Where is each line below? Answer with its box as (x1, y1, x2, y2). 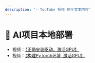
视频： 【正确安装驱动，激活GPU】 (12, 47, 79, 52)
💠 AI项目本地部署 (5, 30, 73, 40)
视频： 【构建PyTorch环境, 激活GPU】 (12, 52, 85, 58)
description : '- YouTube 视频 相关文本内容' (5, 7, 91, 12)
